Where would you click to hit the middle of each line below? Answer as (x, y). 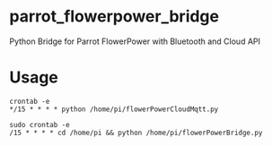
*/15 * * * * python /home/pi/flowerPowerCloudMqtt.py (114, 109)
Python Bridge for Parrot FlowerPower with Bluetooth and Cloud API (135, 41)
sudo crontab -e (39, 125)
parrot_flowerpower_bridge (114, 17)
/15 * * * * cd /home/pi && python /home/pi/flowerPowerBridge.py (136, 133)
